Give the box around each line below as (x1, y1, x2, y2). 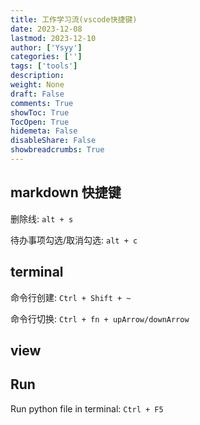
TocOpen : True (10, 117, 70, 127)
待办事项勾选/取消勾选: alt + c (10, 234, 138, 246)
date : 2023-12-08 (10, 24, 83, 34)
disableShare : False (10, 136, 97, 146)
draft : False (10, 89, 65, 99)
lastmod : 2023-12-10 (10, 33, 97, 43)
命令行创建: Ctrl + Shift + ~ (10, 291, 132, 303)
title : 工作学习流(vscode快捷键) (10, 14, 138, 25)
